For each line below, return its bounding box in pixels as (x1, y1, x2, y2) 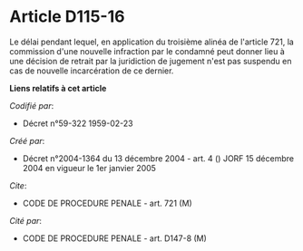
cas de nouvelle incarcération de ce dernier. (9, 65, 174, 76)
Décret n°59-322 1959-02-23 (22, 118, 133, 129)
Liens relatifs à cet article (9, 82, 107, 93)
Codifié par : (9, 100, 54, 111)
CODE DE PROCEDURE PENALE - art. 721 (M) (22, 198, 192, 208)
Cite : (9, 179, 27, 191)
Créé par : (9, 135, 45, 146)
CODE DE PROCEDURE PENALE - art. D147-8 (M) (22, 233, 207, 244)
